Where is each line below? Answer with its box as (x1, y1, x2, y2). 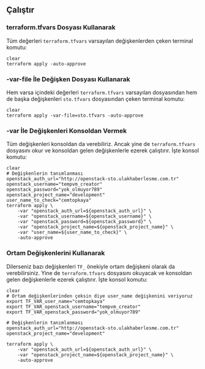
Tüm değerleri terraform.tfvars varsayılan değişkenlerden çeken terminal (6, 37, 193, 45)
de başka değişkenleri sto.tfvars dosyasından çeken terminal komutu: (6, 95, 185, 103)
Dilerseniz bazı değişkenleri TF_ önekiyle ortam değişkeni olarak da (6, 263, 176, 270)
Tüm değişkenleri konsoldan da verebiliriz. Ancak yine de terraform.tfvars (6, 141, 196, 148)
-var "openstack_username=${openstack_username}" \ (17, 213, 152, 219)
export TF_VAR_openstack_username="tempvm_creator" (6, 304, 141, 310)
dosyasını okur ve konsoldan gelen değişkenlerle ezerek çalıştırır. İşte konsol (6, 147, 199, 155)
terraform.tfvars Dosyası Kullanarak (6, 23, 116, 32)
